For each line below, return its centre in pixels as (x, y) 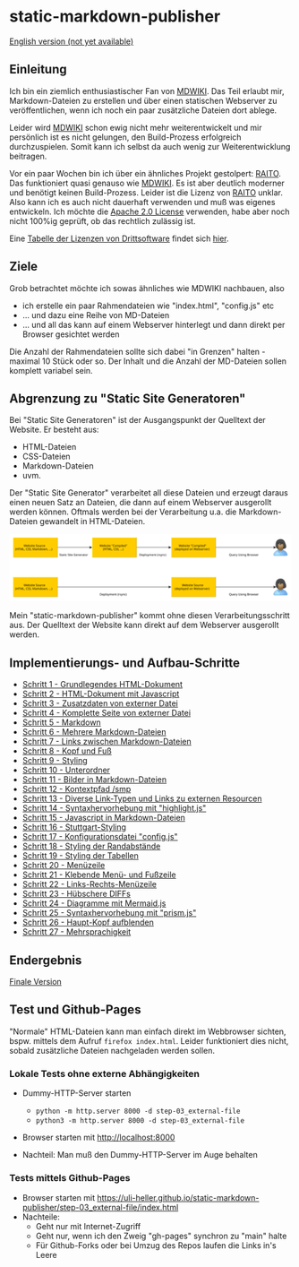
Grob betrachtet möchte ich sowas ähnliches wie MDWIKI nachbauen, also (147, 288)
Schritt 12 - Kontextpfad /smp (77, 789)
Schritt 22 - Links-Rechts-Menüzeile (89, 884)
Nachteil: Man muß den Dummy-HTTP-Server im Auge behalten (140, 1155)
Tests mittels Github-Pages (70, 1178)
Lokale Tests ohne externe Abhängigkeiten (104, 1073)
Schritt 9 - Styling (55, 761)
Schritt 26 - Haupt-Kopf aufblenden (88, 922)
